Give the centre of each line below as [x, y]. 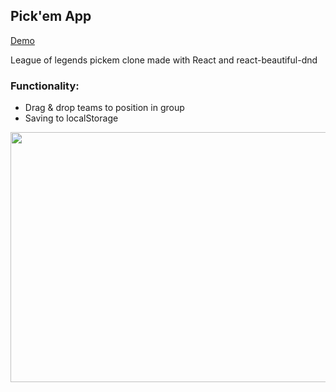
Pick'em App [51, 16]
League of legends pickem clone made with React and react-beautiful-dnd [164, 60]
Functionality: [45, 86]
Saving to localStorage [71, 118]
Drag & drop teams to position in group [104, 108]
